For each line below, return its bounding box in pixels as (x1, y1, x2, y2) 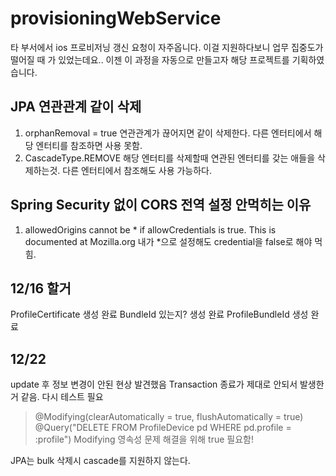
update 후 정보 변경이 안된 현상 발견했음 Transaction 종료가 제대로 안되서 (10, 378, 298, 391)
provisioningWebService (10, 7, 222, 30)
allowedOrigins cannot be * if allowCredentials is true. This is (24, 223, 277, 236)
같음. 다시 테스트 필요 (20, 391, 104, 403)
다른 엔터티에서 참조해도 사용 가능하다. (62, 164, 213, 176)
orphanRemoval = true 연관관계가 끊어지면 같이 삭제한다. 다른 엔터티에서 (24, 127, 312, 139)
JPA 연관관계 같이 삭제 (10, 98, 142, 116)
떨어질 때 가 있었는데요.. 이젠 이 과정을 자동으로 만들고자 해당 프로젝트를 (10, 53, 290, 66)
